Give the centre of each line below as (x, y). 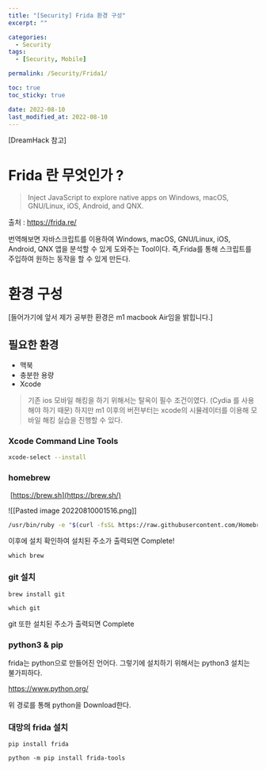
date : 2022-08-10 (37, 109)
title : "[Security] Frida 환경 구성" (67, 15)
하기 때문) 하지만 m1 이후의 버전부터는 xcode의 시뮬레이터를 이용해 (146, 410)
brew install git (37, 594)
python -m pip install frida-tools (67, 758)
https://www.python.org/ (48, 688)
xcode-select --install (47, 457)
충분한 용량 (37, 375)
